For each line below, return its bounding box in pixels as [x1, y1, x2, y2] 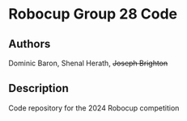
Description [8, 81, 69, 95]
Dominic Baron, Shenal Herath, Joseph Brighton [8, 58, 168, 68]
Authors [8, 37, 51, 51]
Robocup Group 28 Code [8, 5, 178, 23]
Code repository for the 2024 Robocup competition [8, 102, 180, 113]
